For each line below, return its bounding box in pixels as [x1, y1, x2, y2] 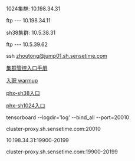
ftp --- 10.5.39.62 [6, 41, 48, 48]
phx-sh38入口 [6, 90, 40, 96]
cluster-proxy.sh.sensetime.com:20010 [6, 126, 101, 132]
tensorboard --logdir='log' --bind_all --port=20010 [6, 114, 130, 121]
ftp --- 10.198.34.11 [6, 17, 51, 24]
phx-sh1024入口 [6, 102, 45, 109]
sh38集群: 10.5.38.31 [6, 29, 56, 36]
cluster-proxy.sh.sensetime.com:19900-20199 [6, 148, 118, 155]
